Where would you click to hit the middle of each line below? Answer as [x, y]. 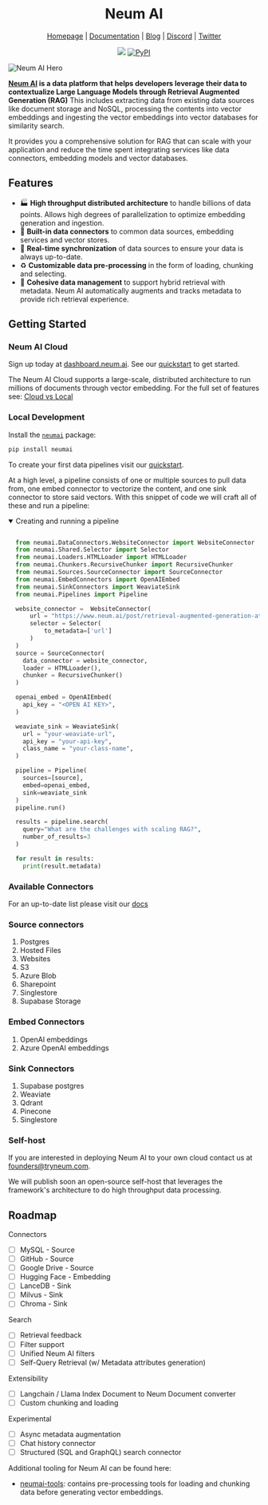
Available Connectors [51, 886]
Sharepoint [38, 984]
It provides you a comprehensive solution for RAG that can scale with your [130, 141]
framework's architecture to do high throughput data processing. [115, 1190]
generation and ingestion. [62, 223]
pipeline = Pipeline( [51, 770]
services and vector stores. [65, 239]
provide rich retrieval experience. [74, 299]
